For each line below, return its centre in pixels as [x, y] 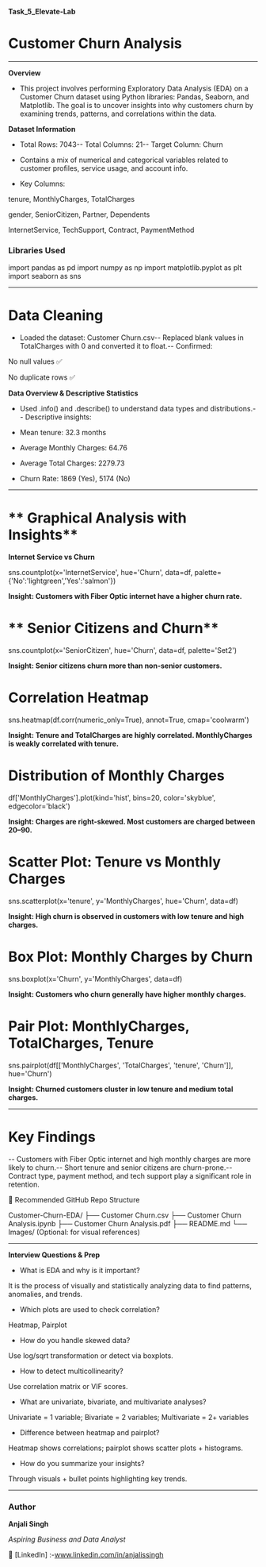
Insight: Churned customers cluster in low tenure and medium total [121, 1089]
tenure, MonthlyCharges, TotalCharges [72, 199]
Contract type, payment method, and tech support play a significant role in [130, 1175]
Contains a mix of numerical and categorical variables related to [124, 160]
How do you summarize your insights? [82, 1463]
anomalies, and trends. [46, 1294]
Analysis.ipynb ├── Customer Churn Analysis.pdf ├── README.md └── [128, 1223]
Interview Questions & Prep [54, 1255]
